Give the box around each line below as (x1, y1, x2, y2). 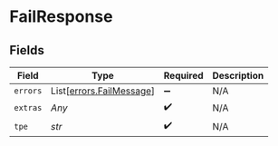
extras (14, 102, 43, 112)
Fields (9, 43, 45, 58)
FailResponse (9, 6, 113, 27)
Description (212, 70, 264, 82)
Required (163, 70, 204, 82)
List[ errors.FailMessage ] (51, 84, 156, 97)
